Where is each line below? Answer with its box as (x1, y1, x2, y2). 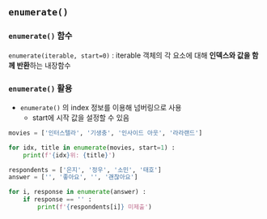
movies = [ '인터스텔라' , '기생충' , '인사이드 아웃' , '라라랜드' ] (8, 129, 203, 137)
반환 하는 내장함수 (16, 60, 71, 70)
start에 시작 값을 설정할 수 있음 (32, 113, 129, 122)
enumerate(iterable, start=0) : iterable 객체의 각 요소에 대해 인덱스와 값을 (8, 50, 251, 60)
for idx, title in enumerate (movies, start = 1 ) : (8, 144, 176, 152)
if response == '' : (23, 195, 92, 204)
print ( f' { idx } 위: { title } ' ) (23, 151, 116, 159)
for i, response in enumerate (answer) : (8, 188, 147, 196)
